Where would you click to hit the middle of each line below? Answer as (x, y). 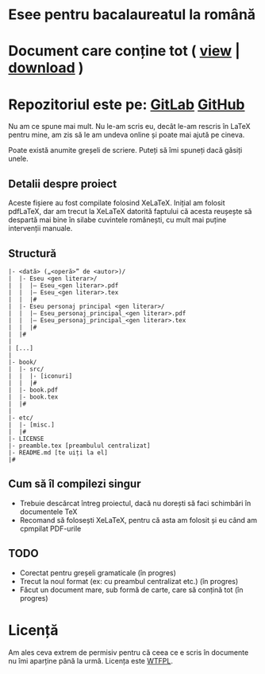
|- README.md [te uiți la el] (58, 452)
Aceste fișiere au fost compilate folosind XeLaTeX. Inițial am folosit (117, 203)
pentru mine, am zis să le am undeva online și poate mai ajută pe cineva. (127, 135)
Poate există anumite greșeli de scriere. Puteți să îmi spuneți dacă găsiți (125, 150)
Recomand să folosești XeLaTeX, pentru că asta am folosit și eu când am (138, 520)
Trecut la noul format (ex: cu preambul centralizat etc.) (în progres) (129, 581)
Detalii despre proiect (63, 183)
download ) (46, 68)
